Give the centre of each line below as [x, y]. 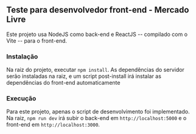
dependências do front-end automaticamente [63, 83]
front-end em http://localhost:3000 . [53, 125]
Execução [21, 99]
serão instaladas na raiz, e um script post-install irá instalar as [84, 76]
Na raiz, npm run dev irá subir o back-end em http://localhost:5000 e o [96, 118]
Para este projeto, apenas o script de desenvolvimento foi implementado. [98, 111]
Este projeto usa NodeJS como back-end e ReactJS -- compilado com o [97, 34]
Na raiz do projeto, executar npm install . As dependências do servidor [95, 70]
